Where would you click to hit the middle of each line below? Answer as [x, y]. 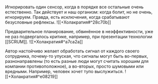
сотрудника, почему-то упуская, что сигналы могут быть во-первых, [77, 56]
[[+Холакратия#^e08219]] [32, 77]
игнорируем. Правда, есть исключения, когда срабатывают [67, 17]
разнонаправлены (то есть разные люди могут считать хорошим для [77, 61]
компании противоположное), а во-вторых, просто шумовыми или [74, 66]
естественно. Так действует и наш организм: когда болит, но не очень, [79, 12]
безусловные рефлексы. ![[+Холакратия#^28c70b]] [58, 22]
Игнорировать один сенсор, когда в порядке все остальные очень [74, 7]
